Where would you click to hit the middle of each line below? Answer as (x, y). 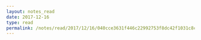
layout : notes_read (31, 11)
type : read (20, 22)
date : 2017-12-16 (28, 17)
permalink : (20, 28)
